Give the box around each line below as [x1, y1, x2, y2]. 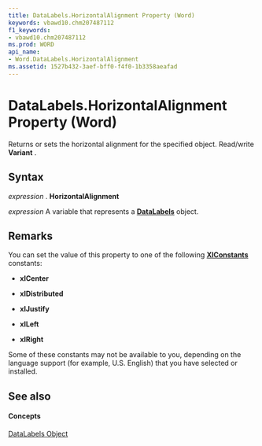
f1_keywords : [8, 26, 51, 34]
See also [8, 389, 51, 403]
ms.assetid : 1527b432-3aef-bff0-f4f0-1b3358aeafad [8, 63, 178, 71]
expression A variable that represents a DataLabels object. [8, 206, 199, 216]
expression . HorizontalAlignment [8, 191, 120, 201]
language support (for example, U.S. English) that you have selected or [8, 359, 238, 368]
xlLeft [19, 319, 39, 329]
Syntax [8, 171, 44, 184]
